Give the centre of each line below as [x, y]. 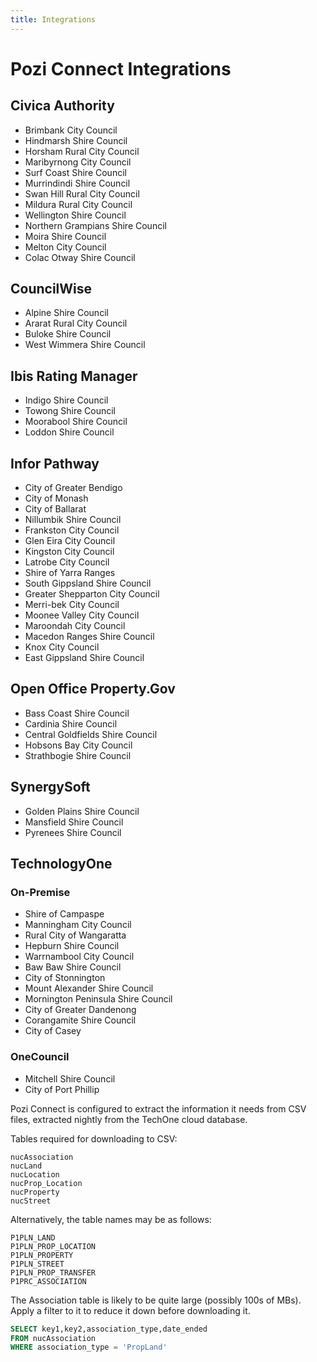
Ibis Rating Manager [74, 376]
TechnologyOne [61, 864]
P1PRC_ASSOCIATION [48, 1281]
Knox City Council [62, 647]
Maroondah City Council [75, 626]
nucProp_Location [46, 1183]
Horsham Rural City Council [82, 151]
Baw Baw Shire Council [73, 967]
